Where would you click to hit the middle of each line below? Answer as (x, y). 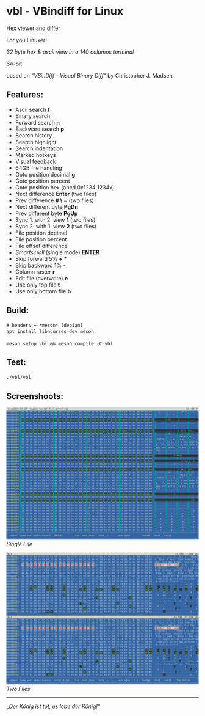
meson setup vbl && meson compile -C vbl (60, 343)
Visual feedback (35, 161)
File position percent (41, 239)
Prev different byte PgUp (46, 213)
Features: (25, 95)
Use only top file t (38, 285)
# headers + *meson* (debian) (45, 325)
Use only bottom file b (43, 291)
